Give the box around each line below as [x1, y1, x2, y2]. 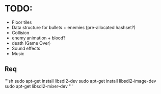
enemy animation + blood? [11, 35, 66, 41]
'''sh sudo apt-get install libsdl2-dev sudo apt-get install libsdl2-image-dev [4, 78, 157, 84]
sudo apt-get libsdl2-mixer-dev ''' [4, 83, 73, 89]
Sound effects [11, 45, 40, 51]
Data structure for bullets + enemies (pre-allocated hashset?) [11, 24, 136, 30]
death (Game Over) [11, 40, 51, 46]
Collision [11, 30, 30, 35]
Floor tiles [11, 19, 32, 25]
